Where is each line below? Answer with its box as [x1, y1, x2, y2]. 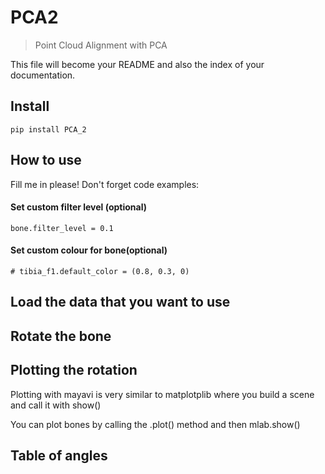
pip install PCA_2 [10, 124, 87, 135]
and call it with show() [10, 399, 102, 411]
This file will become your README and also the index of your [10, 58, 265, 70]
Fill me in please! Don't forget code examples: [10, 178, 200, 190]
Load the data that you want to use [10, 294, 231, 311]
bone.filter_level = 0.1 [10, 223, 114, 233]
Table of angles [10, 447, 108, 464]
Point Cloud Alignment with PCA [34, 39, 168, 51]
